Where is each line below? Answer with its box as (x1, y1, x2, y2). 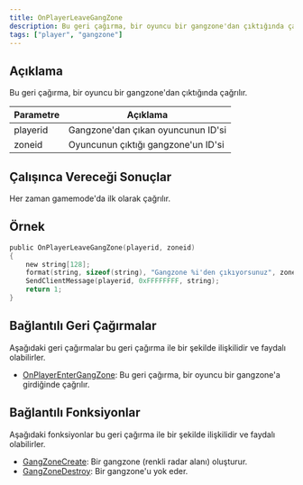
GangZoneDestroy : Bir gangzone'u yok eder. (22, 465, 188, 476)
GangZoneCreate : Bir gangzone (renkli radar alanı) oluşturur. (22, 456, 248, 467)
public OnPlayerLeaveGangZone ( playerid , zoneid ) (9, 242, 196, 252)
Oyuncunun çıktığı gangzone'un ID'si (68, 139, 225, 151)
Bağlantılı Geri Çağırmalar (9, 318, 157, 334)
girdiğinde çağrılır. (22, 379, 90, 389)
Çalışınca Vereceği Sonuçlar (9, 169, 172, 185)
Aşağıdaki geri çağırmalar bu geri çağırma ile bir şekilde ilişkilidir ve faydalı (9, 342, 287, 352)
